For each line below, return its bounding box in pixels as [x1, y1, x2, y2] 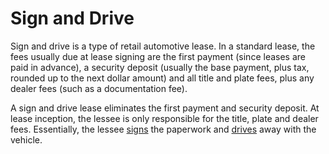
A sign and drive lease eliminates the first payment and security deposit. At [10, 102, 320, 114]
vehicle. [10, 133, 43, 146]
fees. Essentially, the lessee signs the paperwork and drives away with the [10, 123, 317, 135]
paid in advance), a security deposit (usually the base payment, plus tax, [10, 61, 310, 73]
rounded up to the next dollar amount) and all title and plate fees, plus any [10, 72, 315, 84]
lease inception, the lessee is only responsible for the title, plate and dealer [10, 112, 319, 124]
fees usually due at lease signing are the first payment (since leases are [10, 50, 306, 62]
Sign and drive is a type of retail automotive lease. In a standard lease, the [10, 40, 316, 52]
